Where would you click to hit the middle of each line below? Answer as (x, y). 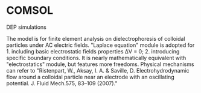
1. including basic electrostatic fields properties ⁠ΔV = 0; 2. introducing (93, 51)
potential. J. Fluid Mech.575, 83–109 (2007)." (62, 83)
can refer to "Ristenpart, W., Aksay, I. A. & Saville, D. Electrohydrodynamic (98, 70)
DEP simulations (26, 27)
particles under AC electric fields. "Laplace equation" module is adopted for (101, 45)
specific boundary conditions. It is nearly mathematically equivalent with (96, 58)
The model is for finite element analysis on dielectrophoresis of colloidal (96, 38)
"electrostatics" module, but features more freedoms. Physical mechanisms (100, 64)
